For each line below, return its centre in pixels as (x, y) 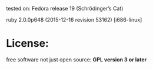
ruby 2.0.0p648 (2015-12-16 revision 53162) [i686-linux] (74, 20)
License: (27, 44)
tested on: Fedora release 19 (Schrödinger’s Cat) (65, 8)
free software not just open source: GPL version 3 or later (76, 59)
